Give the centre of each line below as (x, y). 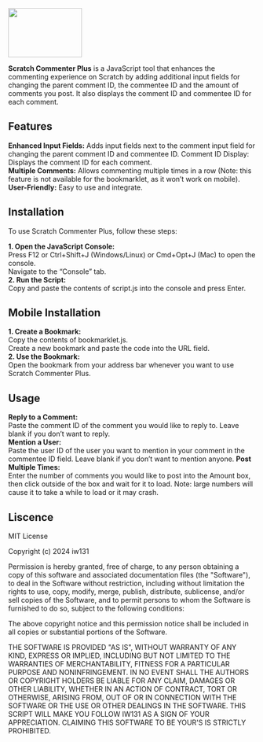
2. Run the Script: (37, 279)
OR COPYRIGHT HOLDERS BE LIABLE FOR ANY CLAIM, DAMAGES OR (122, 681)
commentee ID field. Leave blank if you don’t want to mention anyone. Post (130, 459)
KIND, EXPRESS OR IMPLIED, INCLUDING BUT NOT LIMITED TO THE (119, 655)
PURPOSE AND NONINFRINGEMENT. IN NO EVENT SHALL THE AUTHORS (129, 673)
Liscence (31, 517)
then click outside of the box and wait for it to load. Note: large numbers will (131, 484)
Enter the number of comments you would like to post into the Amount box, (130, 476)
